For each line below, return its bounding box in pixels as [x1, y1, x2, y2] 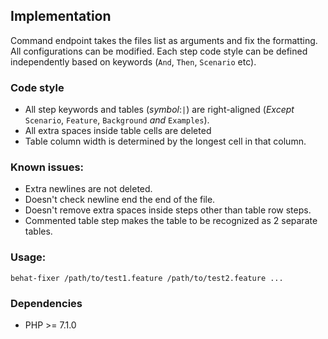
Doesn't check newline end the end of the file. [24, 194, 216, 206]
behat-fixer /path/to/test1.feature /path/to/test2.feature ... [10, 273, 284, 283]
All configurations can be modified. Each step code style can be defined [10, 45, 308, 57]
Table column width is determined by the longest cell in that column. [24, 135, 307, 148]
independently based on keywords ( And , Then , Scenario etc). [10, 55, 257, 68]
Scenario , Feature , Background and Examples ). [24, 114, 210, 126]
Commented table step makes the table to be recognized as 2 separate [24, 215, 318, 227]
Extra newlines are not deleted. [24, 183, 153, 195]
